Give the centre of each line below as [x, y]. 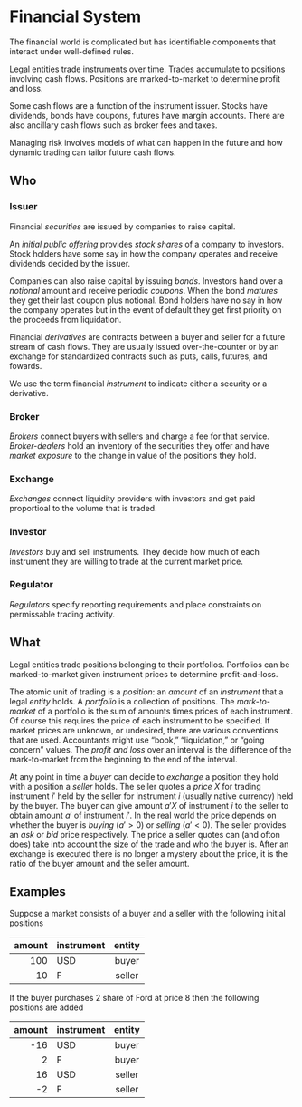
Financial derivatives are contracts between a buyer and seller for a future [147, 336]
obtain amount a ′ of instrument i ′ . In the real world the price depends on [143, 815]
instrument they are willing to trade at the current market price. [127, 561]
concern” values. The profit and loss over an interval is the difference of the [151, 749]
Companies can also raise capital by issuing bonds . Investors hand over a [146, 281]
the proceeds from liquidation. [66, 319]
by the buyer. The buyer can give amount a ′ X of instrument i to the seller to [149, 805]
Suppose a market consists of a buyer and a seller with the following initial [148, 914]
